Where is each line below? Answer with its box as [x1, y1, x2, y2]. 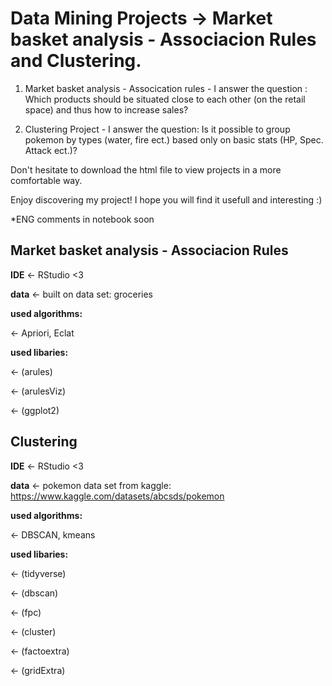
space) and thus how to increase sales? [24, 103, 189, 116]
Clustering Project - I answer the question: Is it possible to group [24, 123, 291, 135]
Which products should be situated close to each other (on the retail [24, 93, 306, 105]
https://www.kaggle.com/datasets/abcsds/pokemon [10, 490, 225, 502]
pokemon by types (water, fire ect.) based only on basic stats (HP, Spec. [24, 133, 324, 146]
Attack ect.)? [24, 144, 78, 156]
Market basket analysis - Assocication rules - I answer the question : [24, 82, 308, 94]
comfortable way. [10, 174, 83, 186]
